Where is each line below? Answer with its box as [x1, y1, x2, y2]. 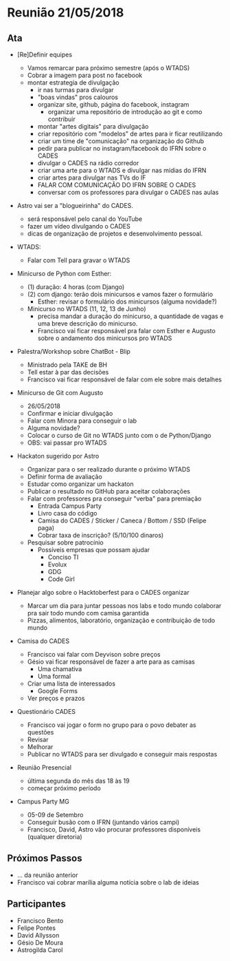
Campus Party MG [16, 797, 70, 805]
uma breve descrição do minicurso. [37, 319, 138, 328]
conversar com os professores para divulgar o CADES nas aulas [37, 188, 219, 196]
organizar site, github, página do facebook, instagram [37, 101, 189, 108]
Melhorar [27, 743, 54, 751]
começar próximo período [27, 784, 101, 792]
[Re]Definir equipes [16, 50, 73, 59]
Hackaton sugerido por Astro [16, 452, 100, 460]
